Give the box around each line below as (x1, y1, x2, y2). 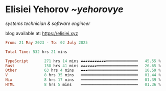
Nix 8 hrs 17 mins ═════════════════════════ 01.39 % (5, 77, 161, 82)
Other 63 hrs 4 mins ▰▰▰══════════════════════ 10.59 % (5, 68, 161, 73)
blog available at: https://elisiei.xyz (5, 30, 78, 36)
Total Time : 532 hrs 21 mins (5, 49, 67, 54)
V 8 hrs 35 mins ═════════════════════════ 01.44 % (5, 73, 161, 78)
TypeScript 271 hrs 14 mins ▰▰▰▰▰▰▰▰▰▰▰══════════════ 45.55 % (5, 58, 161, 64)
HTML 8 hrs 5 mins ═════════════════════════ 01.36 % (5, 82, 161, 87)
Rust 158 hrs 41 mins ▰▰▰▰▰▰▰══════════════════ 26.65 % (5, 63, 161, 68)
